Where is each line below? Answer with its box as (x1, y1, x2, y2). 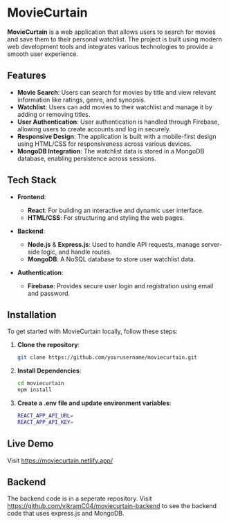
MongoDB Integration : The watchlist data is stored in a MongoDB (17, 147, 205, 155)
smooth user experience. (7, 50, 78, 58)
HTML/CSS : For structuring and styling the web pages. (27, 213, 185, 222)
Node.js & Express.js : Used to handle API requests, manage (27, 240, 200, 248)
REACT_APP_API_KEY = (17, 418, 74, 426)
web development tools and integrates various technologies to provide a (7, 42, 213, 50)
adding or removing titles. (17, 110, 91, 118)
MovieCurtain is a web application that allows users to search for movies (7, 28, 216, 36)
